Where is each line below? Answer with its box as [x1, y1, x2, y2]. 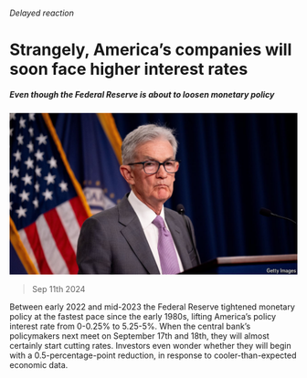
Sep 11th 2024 [31, 284, 86, 295]
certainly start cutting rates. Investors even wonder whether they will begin [9, 341, 292, 352]
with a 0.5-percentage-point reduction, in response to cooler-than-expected [9, 350, 297, 361]
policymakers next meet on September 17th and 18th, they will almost [9, 331, 270, 341]
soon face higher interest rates [9, 58, 249, 79]
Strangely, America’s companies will [9, 39, 292, 59]
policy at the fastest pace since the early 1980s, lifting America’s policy [9, 311, 277, 322]
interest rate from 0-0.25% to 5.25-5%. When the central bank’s [9, 320, 251, 332]
